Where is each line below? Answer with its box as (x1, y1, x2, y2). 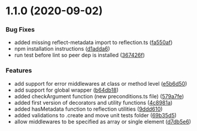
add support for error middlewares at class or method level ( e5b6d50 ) (14, 80, 187, 87)
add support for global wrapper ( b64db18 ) (14, 86, 119, 93)
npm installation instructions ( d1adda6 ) (14, 45, 110, 52)
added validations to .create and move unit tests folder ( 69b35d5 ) (14, 111, 177, 118)
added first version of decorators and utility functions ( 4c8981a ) (14, 99, 173, 106)
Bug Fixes (5, 26, 35, 34)
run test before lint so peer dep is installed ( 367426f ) (14, 52, 145, 59)
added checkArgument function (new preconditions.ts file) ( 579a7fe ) (14, 92, 184, 99)
